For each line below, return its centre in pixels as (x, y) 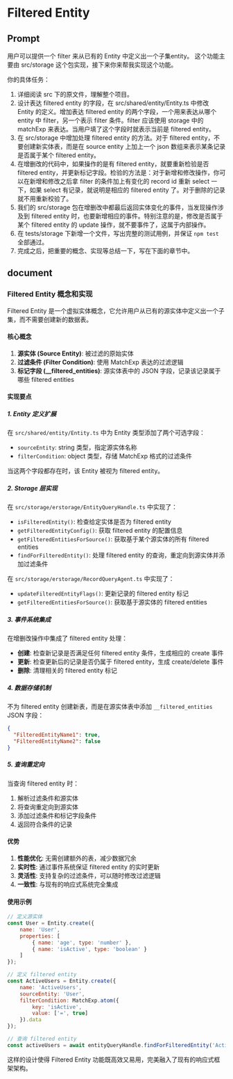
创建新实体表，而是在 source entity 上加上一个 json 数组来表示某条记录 (124, 146)
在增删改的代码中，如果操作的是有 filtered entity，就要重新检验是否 (113, 164)
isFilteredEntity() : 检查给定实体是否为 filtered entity (94, 522)
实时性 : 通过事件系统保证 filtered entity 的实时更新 (88, 867)
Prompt (24, 39)
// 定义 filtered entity (42, 975)
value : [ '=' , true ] (60, 1014)
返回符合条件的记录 (45, 824)
